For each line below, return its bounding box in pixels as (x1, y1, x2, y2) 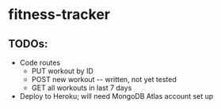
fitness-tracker (8, 6, 111, 24)
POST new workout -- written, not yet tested (31, 75, 177, 84)
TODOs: (8, 37, 48, 51)
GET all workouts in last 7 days (31, 83, 132, 92)
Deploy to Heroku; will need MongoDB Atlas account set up (19, 92, 214, 100)
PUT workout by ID (31, 66, 93, 76)
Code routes (19, 58, 61, 67)
